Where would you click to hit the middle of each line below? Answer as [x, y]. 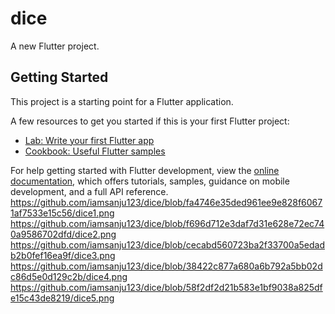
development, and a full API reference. [89, 191]
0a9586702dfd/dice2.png [63, 234]
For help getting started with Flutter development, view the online [145, 170]
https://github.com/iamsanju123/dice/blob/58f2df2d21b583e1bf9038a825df [166, 287]
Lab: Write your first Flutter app [89, 140]
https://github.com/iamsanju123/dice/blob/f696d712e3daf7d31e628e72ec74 [167, 223]
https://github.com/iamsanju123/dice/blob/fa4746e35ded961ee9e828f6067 [166, 202]
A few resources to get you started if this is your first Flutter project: [150, 121]
